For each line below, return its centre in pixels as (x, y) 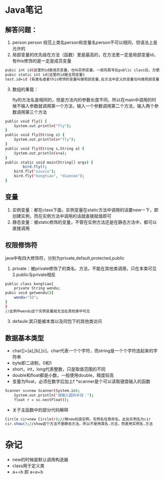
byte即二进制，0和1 (32, 363)
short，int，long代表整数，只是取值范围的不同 (59, 369)
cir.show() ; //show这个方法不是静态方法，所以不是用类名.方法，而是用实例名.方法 (79, 424)
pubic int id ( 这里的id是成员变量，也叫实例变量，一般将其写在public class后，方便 (82, 70)
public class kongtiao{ (29, 284)
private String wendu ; (37, 288)
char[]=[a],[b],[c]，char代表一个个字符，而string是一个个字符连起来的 (83, 351)
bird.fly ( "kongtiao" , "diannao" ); (49, 176)
